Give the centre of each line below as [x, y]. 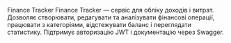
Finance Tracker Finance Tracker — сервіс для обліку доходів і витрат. [111, 10]
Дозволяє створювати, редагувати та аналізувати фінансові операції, [111, 17]
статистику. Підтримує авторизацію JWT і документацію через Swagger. [115, 32]
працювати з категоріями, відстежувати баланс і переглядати [99, 25]
